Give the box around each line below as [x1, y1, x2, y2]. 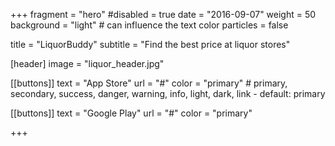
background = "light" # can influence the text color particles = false [10, 19, 289, 31]
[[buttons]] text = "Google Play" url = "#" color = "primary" [10, 107, 253, 119]
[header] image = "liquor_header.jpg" [10, 58, 165, 69]
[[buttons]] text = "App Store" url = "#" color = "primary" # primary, [10, 77, 288, 89]
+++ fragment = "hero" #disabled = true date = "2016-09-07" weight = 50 [10, 9, 317, 20]
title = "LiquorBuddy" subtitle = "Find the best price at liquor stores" [10, 39, 291, 50]
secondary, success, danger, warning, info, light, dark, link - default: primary [10, 88, 326, 99]
